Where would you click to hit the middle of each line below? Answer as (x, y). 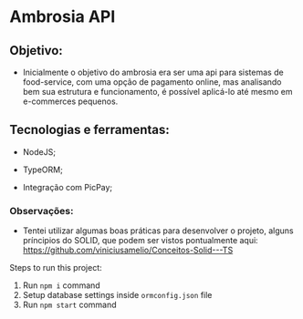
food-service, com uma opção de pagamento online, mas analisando (152, 82)
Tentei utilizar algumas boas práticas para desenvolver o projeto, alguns (158, 231)
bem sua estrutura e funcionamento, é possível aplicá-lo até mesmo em (157, 92)
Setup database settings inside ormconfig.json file (117, 295)
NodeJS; (39, 151)
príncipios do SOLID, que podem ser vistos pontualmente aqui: (140, 241)
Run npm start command (69, 305)
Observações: (42, 211)
